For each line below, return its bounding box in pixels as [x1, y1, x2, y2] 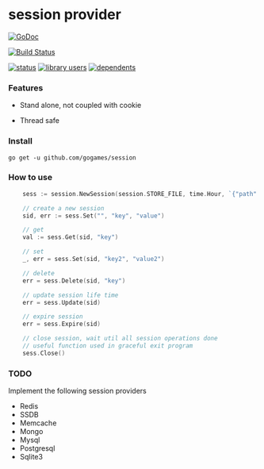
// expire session [22, 313, 83, 321]
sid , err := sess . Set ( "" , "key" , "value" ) [22, 212, 165, 220]
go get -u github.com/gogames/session [8, 153, 136, 162]
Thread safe [19, 116, 60, 125]
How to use [8, 172, 53, 183]
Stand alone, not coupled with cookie [19, 101, 142, 110]
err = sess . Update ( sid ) [22, 298, 101, 306]
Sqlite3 [19, 452, 44, 462]
